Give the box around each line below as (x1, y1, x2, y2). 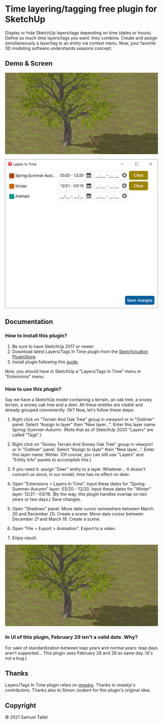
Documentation (5, 318, 53, 326)
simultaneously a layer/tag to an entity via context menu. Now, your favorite (5, 40, 156, 46)
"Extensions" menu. (5, 373, 45, 379)
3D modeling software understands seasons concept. (5, 45, 113, 51)
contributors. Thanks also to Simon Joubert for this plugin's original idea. (5, 687, 151, 693)
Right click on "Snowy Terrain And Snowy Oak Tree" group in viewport (12, 441, 153, 447)
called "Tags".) (12, 432, 42, 438)
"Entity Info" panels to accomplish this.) (12, 457, 91, 463)
